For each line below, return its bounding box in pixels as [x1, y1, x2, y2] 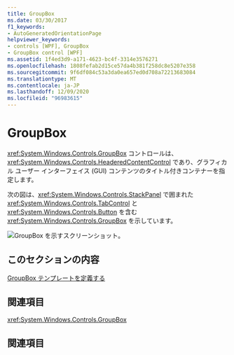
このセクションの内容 [7, 253, 99, 266]
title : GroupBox [7, 10, 55, 18]
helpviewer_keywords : [7, 36, 71, 43]
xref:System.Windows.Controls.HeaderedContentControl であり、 [7, 158, 198, 166]
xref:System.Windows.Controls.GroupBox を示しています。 [7, 216, 177, 225]
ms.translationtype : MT [7, 75, 77, 83]
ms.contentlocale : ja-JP [7, 82, 80, 89]
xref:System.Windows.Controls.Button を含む [7, 207, 138, 216]
